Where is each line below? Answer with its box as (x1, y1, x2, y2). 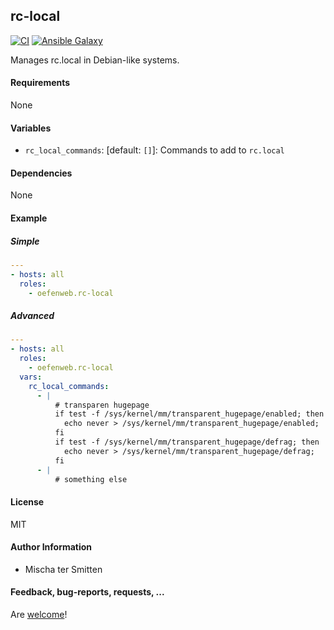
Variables (10, 122, 52, 134)
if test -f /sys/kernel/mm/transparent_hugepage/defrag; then (54, 437, 320, 448)
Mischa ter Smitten (24, 563, 103, 575)
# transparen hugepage (54, 400, 150, 410)
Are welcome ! (10, 609, 68, 621)
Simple (10, 235, 40, 247)
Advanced (10, 310, 55, 322)
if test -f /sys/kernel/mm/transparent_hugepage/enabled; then (54, 409, 325, 419)
